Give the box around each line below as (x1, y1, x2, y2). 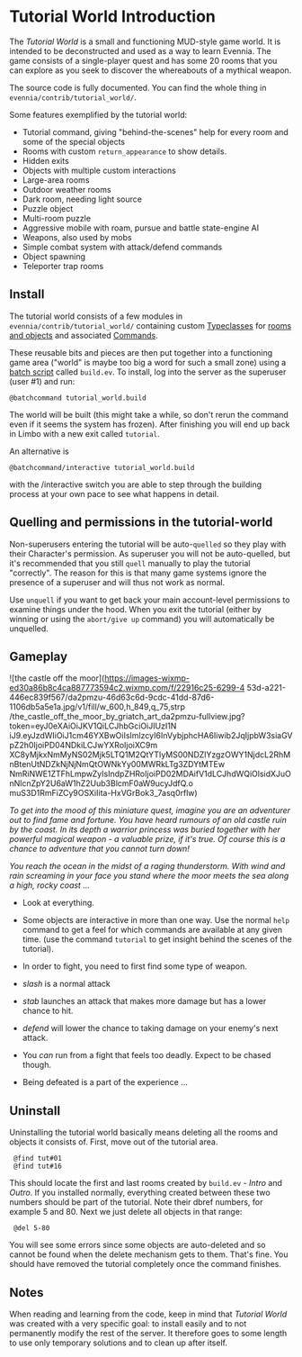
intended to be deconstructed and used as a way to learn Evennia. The (9, 45, 271, 56)
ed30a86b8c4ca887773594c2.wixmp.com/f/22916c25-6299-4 (9, 683, 245, 693)
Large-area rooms (22, 174, 90, 185)
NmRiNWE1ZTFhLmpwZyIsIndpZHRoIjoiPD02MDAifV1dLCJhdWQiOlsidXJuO (9, 768, 292, 780)
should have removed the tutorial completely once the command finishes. (9, 1259, 281, 1270)
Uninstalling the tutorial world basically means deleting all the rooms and (9, 1127, 279, 1138)
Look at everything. (22, 898, 94, 909)
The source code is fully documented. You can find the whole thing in (9, 82, 267, 93)
